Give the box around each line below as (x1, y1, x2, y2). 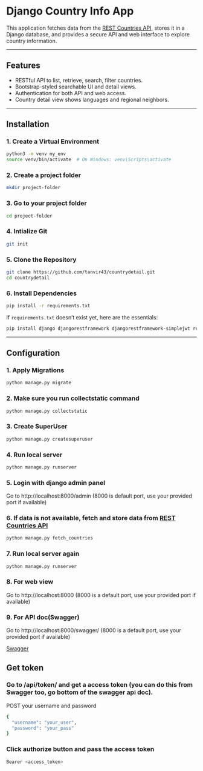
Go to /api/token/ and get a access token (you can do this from (6, 681, 193, 689)
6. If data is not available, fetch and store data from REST (6, 514, 176, 522)
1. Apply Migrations (6, 366, 65, 375)
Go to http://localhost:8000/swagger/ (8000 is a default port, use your (6, 627, 181, 634)
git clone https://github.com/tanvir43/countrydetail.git (6, 269, 155, 275)
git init (6, 241, 28, 247)
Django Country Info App (6, 4, 134, 18)
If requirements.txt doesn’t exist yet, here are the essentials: (6, 313, 158, 321)
